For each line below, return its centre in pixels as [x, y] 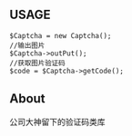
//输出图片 [27, 45]
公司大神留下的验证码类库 [57, 121]
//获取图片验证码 [37, 63]
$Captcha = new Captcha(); [61, 35]
